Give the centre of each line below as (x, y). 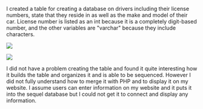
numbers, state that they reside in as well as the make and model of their (97, 15)
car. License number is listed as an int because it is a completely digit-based (101, 21)
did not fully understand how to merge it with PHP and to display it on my (98, 81)
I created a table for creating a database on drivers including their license (98, 9)
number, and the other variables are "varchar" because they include (91, 28)
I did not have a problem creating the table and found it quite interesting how (102, 68)
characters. (21, 34)
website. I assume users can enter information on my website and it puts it (99, 88)
